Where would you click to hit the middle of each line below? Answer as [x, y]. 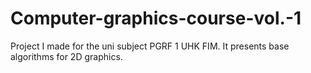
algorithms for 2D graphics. [66, 56]
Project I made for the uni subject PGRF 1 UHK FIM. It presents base [150, 46]
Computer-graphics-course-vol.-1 [156, 18]
